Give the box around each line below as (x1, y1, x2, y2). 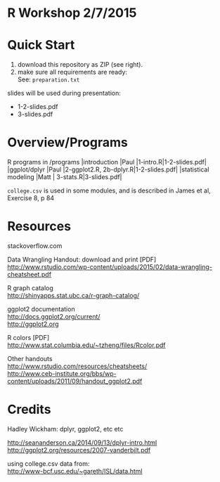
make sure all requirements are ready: (17, 68, 128, 77)
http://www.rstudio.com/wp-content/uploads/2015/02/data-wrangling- (7, 263, 213, 271)
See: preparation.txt (17, 75, 80, 84)
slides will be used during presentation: (7, 89, 122, 98)
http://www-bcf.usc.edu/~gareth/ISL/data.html (7, 467, 143, 475)
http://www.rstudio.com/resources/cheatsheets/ (7, 362, 148, 370)
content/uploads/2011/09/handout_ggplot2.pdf (7, 377, 143, 385)
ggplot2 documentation (7, 305, 75, 313)
